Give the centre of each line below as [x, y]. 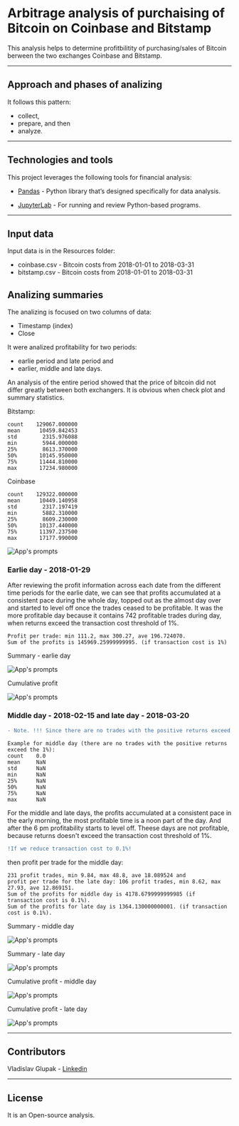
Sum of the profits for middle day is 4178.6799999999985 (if [101, 894]
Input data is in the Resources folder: [61, 251]
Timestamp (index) [45, 326]
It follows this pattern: [39, 102]
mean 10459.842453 [43, 431]
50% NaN [27, 787]
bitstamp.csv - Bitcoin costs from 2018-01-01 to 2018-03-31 [105, 272]
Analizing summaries [55, 295]
